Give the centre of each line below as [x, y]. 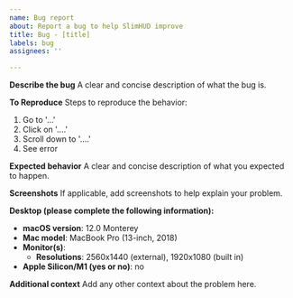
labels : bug [32, 43]
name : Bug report [42, 18]
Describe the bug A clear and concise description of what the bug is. [138, 85]
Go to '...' [39, 120]
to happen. [29, 176]
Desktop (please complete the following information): [112, 211]
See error [40, 149]
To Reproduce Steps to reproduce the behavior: [98, 102]
